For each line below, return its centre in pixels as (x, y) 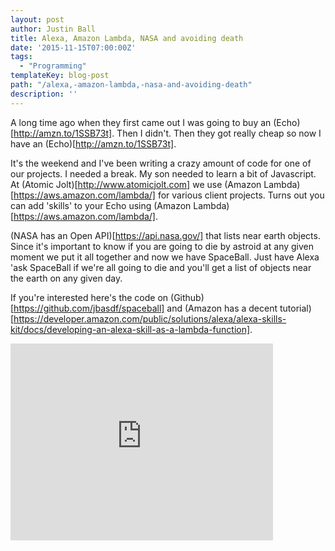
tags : (21, 57)
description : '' (44, 94)
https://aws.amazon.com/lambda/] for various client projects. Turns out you (169, 195)
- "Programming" (53, 66)
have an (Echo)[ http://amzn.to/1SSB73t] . (93, 143)
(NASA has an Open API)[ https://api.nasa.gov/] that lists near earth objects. (165, 235)
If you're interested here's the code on (89, 297)
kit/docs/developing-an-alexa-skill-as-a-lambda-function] (130, 329)
